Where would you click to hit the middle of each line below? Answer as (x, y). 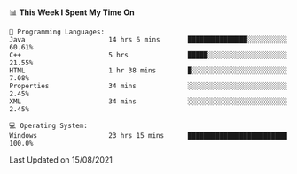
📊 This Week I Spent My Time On (72, 12)
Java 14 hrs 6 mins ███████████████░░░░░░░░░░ (148, 40)
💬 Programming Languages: (57, 32)
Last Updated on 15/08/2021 (61, 160)
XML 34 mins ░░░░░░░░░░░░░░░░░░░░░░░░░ (148, 102)
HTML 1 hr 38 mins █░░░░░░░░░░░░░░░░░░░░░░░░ (148, 71)
